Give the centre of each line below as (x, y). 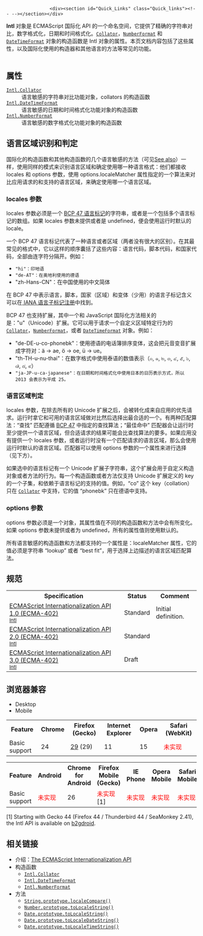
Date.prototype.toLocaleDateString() (72, 920)
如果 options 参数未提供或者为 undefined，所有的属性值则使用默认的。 (94, 530)
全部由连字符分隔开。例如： (51, 256)
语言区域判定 (25, 396)
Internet (119, 726)
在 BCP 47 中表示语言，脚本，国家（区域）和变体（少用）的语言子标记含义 (99, 295)
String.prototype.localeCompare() (67, 901)
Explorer (119, 733)
